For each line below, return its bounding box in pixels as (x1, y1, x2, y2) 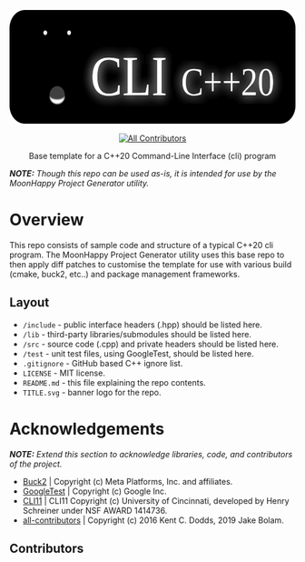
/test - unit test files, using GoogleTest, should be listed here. (22, 347, 254, 359)
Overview (9, 210, 84, 230)
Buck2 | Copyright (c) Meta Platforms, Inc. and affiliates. (22, 476, 233, 487)
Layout (9, 295, 50, 310)
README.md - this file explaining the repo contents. (22, 376, 206, 387)
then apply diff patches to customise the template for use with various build (9, 258, 292, 269)
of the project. (9, 458, 63, 469)
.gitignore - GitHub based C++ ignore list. (22, 357, 183, 368)
